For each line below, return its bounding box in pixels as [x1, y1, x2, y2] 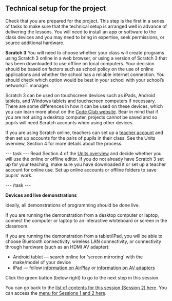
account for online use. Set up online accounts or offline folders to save [5, 166, 157, 173]
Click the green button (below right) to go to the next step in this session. [5, 274, 160, 280]
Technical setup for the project [5, 4, 106, 13]
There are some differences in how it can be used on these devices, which [5, 103, 163, 109]
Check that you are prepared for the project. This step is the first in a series [5, 17, 165, 24]
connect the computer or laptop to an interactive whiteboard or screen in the [5, 217, 167, 223]
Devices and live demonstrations [5, 192, 77, 198]
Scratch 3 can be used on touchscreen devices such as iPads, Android [5, 92, 155, 98]
